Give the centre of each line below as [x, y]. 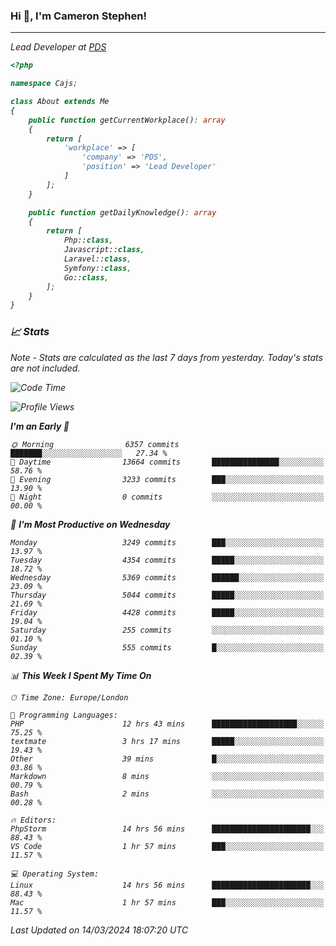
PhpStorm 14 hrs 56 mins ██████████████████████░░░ [167, 829]
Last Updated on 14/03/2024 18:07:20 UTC [99, 930]
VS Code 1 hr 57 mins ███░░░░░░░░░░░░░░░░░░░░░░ [167, 846]
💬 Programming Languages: [64, 715]
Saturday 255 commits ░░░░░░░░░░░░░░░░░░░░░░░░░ [167, 630]
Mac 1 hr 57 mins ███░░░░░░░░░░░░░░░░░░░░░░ [167, 902]
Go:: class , [86, 277]
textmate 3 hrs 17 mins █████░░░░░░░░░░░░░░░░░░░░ [167, 741]
